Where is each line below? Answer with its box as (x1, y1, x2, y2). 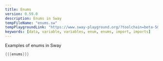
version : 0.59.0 (5, 12, 38, 16)
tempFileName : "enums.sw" (5, 20, 57, 25)
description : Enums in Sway (5, 16, 62, 21)
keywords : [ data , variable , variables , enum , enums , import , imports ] (5, 29, 151, 34)
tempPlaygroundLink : (5, 25, 47, 30)
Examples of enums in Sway (5, 43, 62, 48)
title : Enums (5, 7, 32, 12)
